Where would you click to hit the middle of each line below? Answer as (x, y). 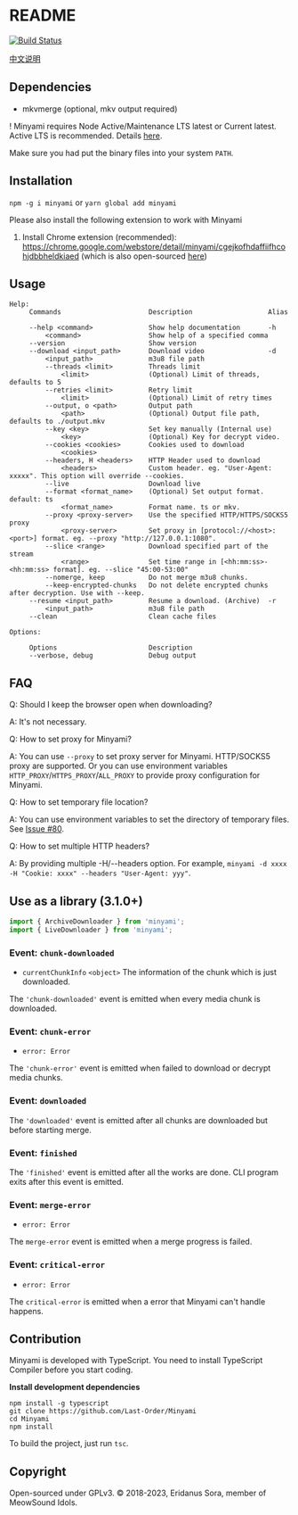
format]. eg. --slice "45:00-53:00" (121, 570)
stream (21, 554)
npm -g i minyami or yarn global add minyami (93, 203)
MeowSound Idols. (44, 1503)
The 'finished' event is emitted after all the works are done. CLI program (144, 1172)
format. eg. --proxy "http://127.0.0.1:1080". (129, 539)
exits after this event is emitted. (67, 1181)
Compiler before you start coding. (71, 1370)
